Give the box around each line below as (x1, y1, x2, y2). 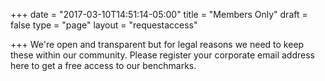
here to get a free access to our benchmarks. (10, 60, 197, 71)
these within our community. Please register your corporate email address (10, 49, 315, 61)
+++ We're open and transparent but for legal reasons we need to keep (10, 39, 305, 50)
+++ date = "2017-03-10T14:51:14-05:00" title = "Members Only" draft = (10, 9, 308, 20)
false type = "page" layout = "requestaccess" (10, 19, 198, 31)
